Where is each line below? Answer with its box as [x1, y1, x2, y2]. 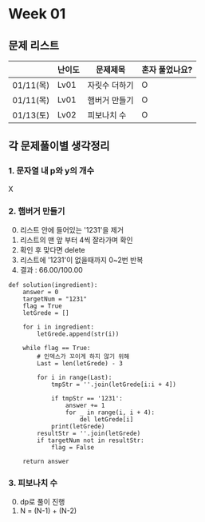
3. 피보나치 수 [8, 477, 58, 488]
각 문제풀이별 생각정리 [8, 139, 110, 153]
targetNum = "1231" [22, 295, 88, 303]
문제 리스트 [8, 38, 60, 52]
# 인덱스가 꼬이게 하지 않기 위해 [37, 353, 130, 361]
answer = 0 [22, 288, 59, 296]
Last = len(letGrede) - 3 [37, 359, 124, 368]
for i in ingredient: [22, 323, 94, 331]
